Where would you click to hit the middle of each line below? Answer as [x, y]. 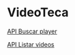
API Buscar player [32, 31]
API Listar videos [31, 44]
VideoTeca [38, 13]
